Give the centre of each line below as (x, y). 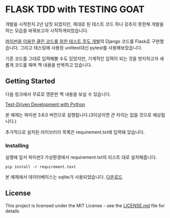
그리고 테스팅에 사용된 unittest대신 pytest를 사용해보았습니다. (81, 47)
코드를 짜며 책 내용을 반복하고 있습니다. (53, 65)
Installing (17, 145)
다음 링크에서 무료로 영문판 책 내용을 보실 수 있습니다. (58, 94)
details (12, 211)
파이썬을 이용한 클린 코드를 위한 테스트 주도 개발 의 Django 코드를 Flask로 (78, 41)
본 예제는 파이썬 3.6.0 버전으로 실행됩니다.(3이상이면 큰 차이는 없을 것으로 (78, 115)
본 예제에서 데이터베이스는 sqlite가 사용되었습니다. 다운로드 (64, 177)
